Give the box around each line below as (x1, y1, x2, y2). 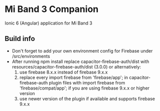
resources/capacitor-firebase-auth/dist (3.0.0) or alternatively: (12, 63, 141, 69)
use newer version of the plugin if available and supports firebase (19, 95, 155, 101)
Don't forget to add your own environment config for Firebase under (12, 47, 153, 53)
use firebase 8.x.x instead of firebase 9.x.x (19, 69, 108, 75)
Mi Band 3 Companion (5, 3, 99, 15)
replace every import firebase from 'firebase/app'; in (19, 74, 128, 80)
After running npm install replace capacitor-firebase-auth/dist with (12, 58, 149, 64)
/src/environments (12, 53, 51, 59)
